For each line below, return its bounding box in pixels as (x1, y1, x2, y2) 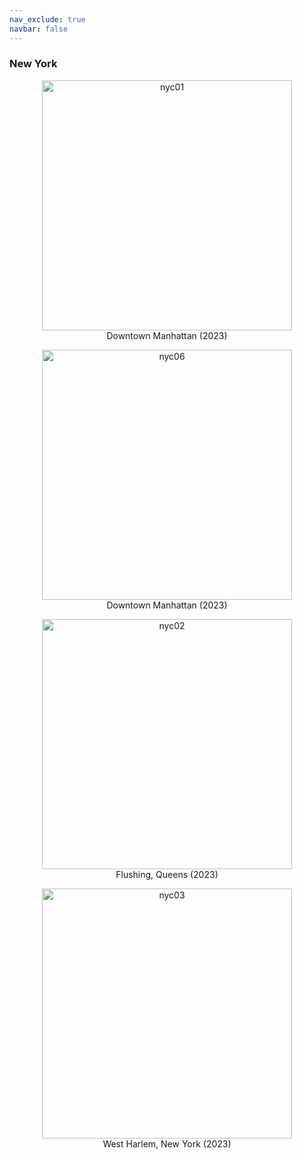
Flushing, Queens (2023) (115, 868, 219, 880)
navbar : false (9, 24, 69, 34)
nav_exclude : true (9, 14, 86, 25)
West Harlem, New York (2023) (102, 1137, 232, 1150)
